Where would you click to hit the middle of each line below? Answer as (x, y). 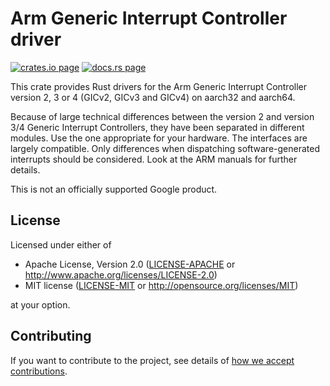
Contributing (51, 336)
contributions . (39, 371)
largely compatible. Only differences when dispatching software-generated (165, 148)
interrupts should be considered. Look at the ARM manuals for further (154, 159)
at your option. (40, 304)
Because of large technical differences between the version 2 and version (162, 116)
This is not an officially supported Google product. (114, 189)
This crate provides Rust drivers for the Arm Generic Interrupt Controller (159, 86)
